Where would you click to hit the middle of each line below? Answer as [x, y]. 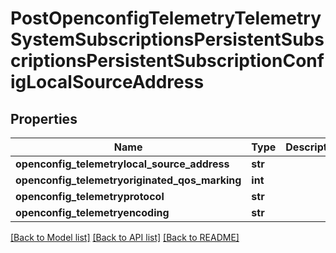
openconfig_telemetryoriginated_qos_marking [128, 180]
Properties [44, 118]
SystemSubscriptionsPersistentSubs [167, 39]
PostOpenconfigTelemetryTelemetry [166, 18]
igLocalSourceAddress [107, 82]
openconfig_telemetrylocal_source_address [122, 164]
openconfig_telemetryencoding [92, 212]
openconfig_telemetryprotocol [90, 196]
